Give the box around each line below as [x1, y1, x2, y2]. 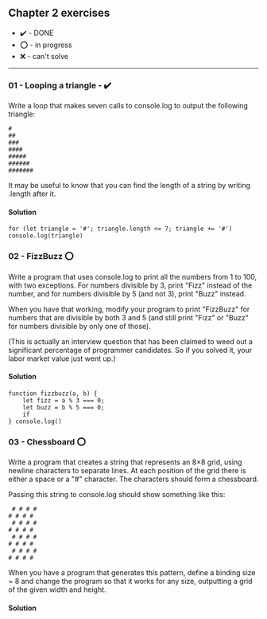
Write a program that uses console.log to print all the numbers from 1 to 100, [8, 272, 257, 281]
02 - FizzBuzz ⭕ [8, 251, 74, 262]
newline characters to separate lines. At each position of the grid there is [8, 466, 246, 476]
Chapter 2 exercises [8, 6, 110, 20]
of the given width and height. [8, 585, 106, 594]
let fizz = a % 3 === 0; [22, 396, 105, 405]
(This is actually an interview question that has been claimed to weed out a [8, 336, 253, 346]
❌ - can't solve [19, 51, 69, 61]
